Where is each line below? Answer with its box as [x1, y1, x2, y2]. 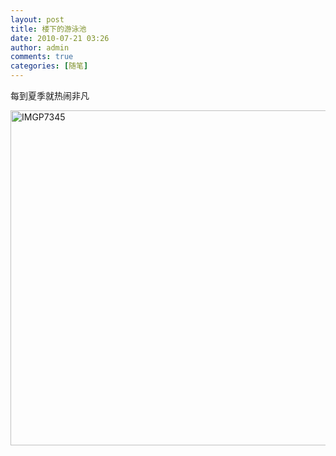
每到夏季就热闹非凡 [10, 90, 90, 101]
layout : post [10, 14, 65, 25]
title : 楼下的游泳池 [10, 24, 87, 34]
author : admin [10, 42, 70, 53]
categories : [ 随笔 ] [10, 61, 89, 71]
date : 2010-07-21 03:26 [10, 33, 110, 43]
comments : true [10, 52, 74, 62]
